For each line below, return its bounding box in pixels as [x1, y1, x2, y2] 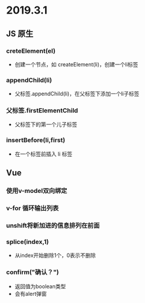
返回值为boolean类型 [14, 282, 66, 290]
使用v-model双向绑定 [6, 187, 67, 195]
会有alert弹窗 [14, 290, 47, 297]
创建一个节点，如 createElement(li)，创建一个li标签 [14, 60, 138, 68]
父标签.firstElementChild [6, 107, 78, 115]
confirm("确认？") [6, 268, 59, 276]
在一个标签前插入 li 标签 [14, 150, 73, 157]
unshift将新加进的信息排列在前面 [6, 221, 100, 230]
